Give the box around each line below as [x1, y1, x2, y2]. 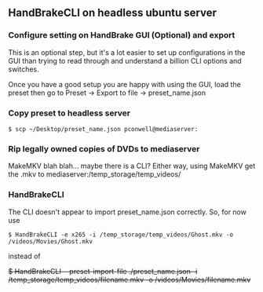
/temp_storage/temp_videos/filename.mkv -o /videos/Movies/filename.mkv [8, 275, 251, 284]
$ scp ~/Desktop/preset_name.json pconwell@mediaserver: [8, 125, 199, 133]
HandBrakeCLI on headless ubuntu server [8, 6, 217, 20]
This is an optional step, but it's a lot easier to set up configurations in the [8, 47, 246, 57]
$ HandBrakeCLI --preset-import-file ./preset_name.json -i [8, 266, 198, 276]
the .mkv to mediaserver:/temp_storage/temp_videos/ [8, 170, 181, 179]
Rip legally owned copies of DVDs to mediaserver [8, 143, 200, 154]
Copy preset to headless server [8, 108, 131, 119]
